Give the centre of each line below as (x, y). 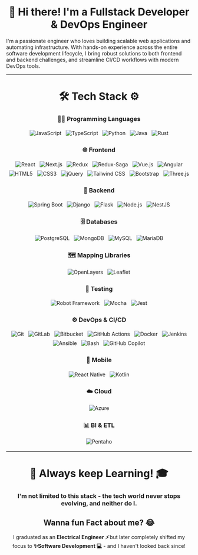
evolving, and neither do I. (99, 504)
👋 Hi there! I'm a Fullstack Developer (99, 12)
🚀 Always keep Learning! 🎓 (99, 474)
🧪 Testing (99, 288)
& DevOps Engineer (99, 24)
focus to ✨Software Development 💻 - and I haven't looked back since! (99, 546)
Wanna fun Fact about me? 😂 (99, 522)
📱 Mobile (99, 360)
